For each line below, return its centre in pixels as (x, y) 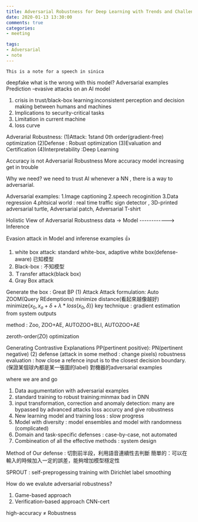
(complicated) (32, 428)
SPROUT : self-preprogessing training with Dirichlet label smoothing (89, 472)
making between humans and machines (63, 106)
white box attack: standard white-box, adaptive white (79, 252)
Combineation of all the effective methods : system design (85, 440)
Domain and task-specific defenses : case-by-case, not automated (96, 435)
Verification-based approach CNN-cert (62, 501)
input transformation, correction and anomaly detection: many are (95, 403)
